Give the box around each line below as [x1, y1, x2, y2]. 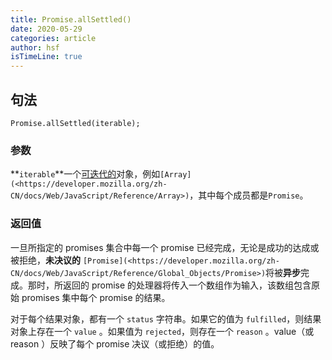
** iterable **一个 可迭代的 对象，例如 [10, 168, 161, 180]
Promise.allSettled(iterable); [10, 118, 141, 128]
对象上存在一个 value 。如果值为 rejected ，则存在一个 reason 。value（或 [10, 325, 315, 337]
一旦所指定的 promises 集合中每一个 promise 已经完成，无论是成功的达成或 [10, 241, 320, 253]
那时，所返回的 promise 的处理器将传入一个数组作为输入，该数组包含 [27, 279, 312, 291]
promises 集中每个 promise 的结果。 [21, 291, 171, 303]
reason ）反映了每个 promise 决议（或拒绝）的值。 [10, 337, 220, 350]
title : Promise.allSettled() [10, 14, 132, 25]
